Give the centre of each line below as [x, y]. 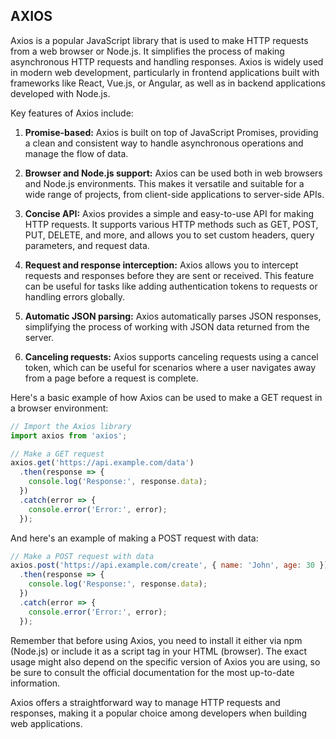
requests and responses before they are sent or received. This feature [169, 275]
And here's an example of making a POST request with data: [134, 538]
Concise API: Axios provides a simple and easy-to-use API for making [169, 213]
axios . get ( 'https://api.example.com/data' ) [102, 463]
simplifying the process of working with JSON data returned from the [167, 326]
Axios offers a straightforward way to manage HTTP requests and [145, 702]
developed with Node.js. [60, 93]
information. [35, 683]
